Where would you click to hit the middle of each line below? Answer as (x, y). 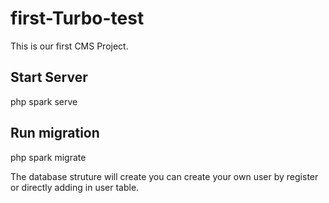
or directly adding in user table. (75, 187)
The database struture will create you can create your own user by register (164, 176)
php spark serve (44, 101)
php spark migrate (48, 157)
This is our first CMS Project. (69, 46)
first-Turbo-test (77, 18)
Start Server (49, 77)
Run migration (55, 133)
